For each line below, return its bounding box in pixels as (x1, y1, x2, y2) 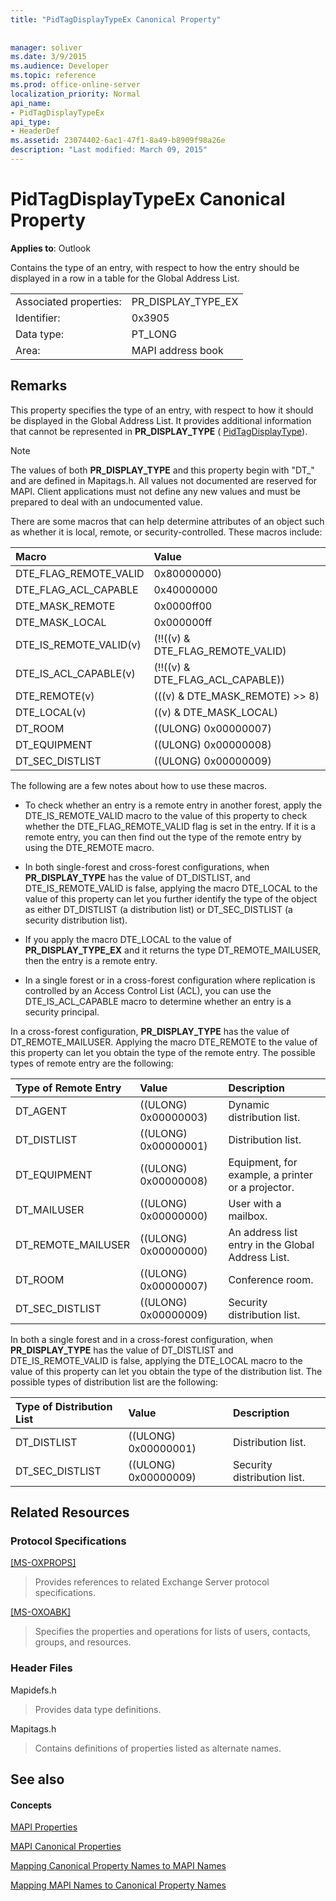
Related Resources (10, 1504, 130, 1521)
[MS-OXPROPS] (10, 1557, 77, 1569)
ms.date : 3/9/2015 (10, 52, 87, 62)
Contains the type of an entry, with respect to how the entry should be (10, 261, 300, 273)
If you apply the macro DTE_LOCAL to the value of (24, 933, 233, 945)
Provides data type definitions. (34, 1703, 162, 1715)
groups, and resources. (34, 1636, 132, 1648)
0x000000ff (153, 615, 213, 629)
